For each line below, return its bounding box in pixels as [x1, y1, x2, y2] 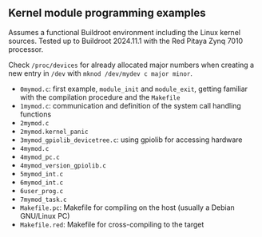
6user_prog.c [19, 187, 64, 195]
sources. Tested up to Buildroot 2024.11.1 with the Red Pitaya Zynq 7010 [8, 36, 244, 45]
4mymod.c [19, 144, 50, 152]
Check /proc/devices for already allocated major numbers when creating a [8, 60, 254, 69]
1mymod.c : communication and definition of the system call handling [19, 101, 241, 110]
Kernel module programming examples [8, 6, 206, 20]
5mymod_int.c [19, 170, 64, 178]
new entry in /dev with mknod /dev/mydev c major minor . [8, 68, 193, 78]
